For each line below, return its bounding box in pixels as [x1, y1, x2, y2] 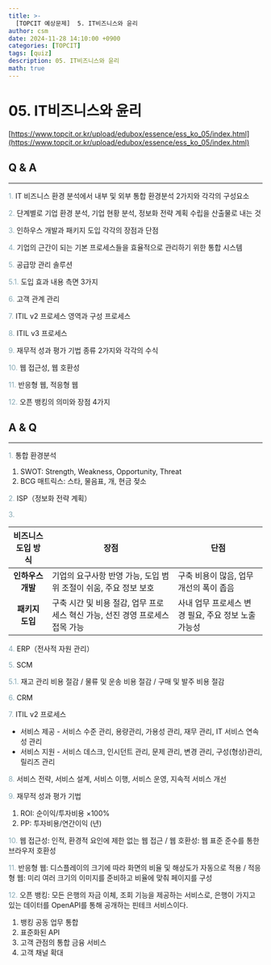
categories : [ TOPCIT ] [8, 42, 81, 50]
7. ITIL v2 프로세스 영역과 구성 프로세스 [8, 311, 131, 321]
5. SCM [8, 660, 33, 670]
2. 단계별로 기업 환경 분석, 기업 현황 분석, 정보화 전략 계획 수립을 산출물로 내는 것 [8, 208, 261, 218]
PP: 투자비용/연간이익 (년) [19, 819, 102, 829]
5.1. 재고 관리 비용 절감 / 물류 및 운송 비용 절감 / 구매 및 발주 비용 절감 [8, 677, 225, 686]
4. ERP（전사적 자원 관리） [8, 644, 94, 654]
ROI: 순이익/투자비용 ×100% [19, 808, 110, 818]
